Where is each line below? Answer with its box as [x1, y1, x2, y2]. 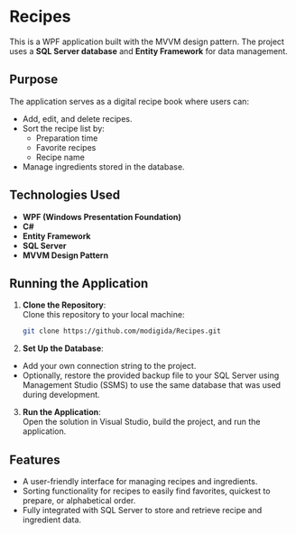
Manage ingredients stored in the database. [22, 161, 185, 172]
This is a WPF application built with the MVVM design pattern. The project [9, 36, 284, 47]
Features [9, 452, 60, 467]
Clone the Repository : [22, 299, 106, 310]
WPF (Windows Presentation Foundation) [22, 211, 182, 222]
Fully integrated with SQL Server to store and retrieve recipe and [22, 505, 263, 516]
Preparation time [35, 133, 98, 143]
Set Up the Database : [22, 343, 104, 354]
